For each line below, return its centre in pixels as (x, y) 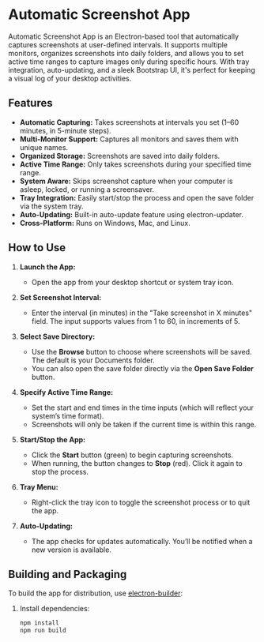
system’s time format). (68, 415)
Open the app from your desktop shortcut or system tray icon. (132, 282)
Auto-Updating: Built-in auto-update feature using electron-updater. (131, 214)
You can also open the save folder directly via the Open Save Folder (143, 368)
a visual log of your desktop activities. (70, 78)
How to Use (37, 248)
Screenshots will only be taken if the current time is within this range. (144, 424)
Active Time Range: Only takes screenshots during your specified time (135, 164)
